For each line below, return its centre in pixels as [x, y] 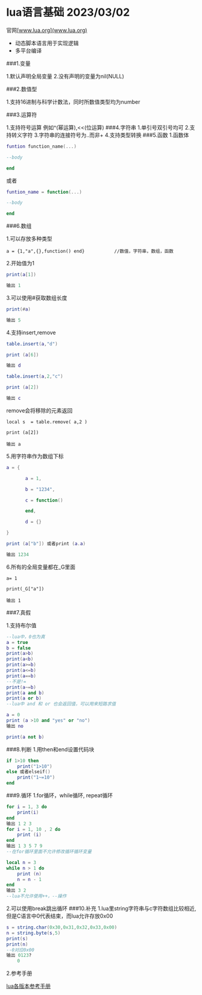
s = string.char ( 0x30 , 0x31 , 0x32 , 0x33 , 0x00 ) [62, 927]
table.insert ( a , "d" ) [32, 344]
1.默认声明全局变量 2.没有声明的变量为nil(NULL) [65, 76]
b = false [19, 648]
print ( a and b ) [25, 693]
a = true [17, 642]
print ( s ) [17, 938]
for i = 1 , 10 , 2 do [33, 829]
